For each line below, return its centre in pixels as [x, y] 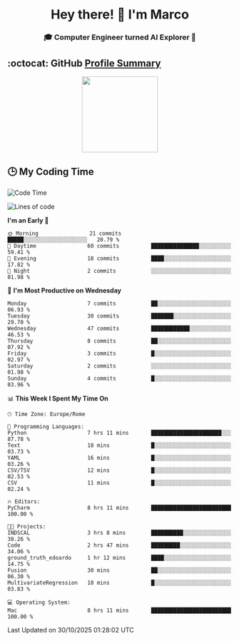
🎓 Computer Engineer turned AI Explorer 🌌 [120, 37]
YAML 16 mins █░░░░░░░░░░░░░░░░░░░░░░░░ [119, 458]
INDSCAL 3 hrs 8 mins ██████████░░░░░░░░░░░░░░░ [119, 533]
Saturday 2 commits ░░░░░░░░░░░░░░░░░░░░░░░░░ [119, 366]
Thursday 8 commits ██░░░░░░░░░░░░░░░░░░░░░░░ [119, 341]
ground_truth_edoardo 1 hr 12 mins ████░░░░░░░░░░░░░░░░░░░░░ [119, 557]
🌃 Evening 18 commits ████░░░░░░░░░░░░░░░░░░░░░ [119, 258]
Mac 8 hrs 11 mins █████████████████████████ [119, 610]
